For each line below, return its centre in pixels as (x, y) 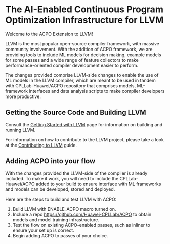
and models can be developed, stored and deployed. (60, 189)
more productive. (23, 96)
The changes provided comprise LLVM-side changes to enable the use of (82, 75)
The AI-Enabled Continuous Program (84, 9)
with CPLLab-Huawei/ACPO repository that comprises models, (70, 86)
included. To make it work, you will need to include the (62, 178)
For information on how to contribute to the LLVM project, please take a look (85, 139)
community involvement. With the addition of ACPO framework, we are (79, 49)
